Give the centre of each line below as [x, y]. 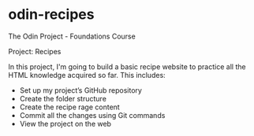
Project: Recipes [35, 51]
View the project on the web [65, 123]
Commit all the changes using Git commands [92, 115]
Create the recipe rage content [69, 107]
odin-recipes [51, 15]
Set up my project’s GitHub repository [80, 90]
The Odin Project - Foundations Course [72, 36]
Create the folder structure [63, 98]
